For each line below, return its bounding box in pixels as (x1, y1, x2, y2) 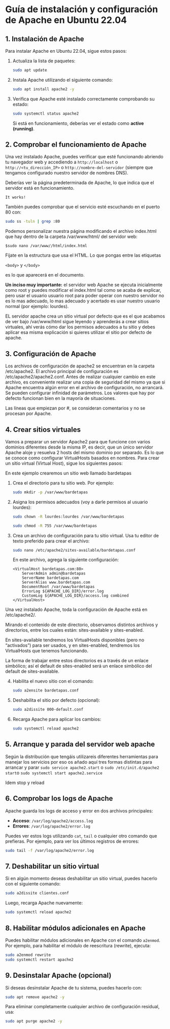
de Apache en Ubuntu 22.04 (5, 14, 127, 26)
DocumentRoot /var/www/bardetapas (22, 585, 95, 590)
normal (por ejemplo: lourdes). (5, 303, 69, 310)
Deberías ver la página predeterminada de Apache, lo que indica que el (5, 180, 154, 186)
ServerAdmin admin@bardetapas (22, 571, 86, 576)
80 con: (5, 209, 22, 215)
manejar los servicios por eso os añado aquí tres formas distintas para (5, 759, 152, 765)
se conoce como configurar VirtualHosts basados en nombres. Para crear (5, 455, 160, 461)
